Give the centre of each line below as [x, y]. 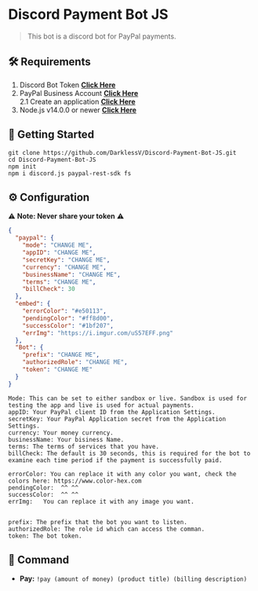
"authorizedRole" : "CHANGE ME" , [75, 362]
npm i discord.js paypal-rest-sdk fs [70, 173]
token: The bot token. [45, 536]
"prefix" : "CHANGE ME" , [61, 355]
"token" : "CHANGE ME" [57, 369]
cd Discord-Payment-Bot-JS [52, 160]
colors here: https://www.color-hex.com [75, 481]
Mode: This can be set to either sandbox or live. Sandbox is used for [127, 398]
